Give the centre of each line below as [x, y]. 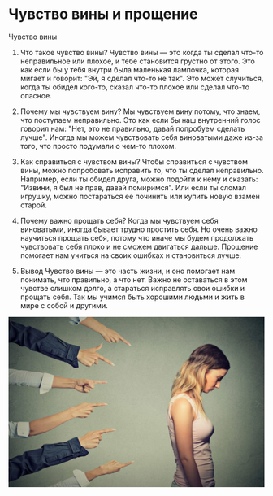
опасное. [36, 95]
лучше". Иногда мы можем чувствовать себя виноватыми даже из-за [142, 137]
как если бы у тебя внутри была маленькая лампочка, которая [130, 69]
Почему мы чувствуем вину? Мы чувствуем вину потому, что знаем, [140, 111]
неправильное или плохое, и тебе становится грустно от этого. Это [138, 61]
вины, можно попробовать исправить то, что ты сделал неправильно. [142, 170]
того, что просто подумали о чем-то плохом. [98, 146]
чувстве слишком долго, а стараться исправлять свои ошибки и [132, 288]
